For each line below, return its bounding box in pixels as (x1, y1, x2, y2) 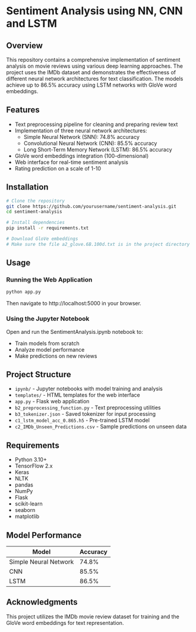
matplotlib (14, 513, 40, 520)
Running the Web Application (6, 276, 93, 284)
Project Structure (6, 369, 71, 380)
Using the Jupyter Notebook (6, 315, 90, 323)
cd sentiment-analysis (6, 209, 62, 215)
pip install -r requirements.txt (6, 225, 89, 231)
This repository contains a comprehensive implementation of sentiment (6, 56, 181, 63)
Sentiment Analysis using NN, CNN (6, 4, 183, 18)
